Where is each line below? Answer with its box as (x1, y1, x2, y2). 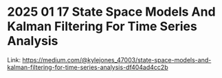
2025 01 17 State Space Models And (7, 4, 216, 20)
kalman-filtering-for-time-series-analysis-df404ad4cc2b (7, 63, 168, 71)
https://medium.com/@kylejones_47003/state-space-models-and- (22, 55, 212, 64)
